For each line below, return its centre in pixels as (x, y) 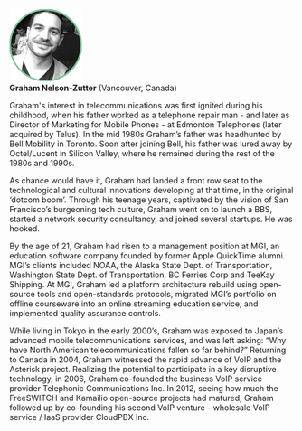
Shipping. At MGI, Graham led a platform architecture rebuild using (133, 284)
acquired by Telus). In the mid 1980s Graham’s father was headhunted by (146, 134)
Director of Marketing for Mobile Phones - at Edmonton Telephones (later (146, 125)
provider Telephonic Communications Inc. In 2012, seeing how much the (144, 388)
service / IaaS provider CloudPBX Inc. (80, 417)
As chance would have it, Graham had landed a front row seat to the (136, 180)
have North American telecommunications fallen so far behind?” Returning (148, 350)
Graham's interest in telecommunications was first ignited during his (137, 105)
